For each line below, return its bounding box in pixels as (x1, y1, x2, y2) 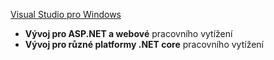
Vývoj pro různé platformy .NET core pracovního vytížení (24, 39, 264, 50)
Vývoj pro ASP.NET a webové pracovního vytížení (24, 28, 233, 39)
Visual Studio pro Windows (10, 9, 122, 20)
